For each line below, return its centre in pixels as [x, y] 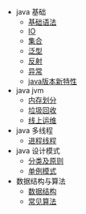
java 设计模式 [38, 151]
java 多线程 [35, 131]
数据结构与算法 [41, 181]
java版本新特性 [53, 81]
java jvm [30, 90]
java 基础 [31, 12]
